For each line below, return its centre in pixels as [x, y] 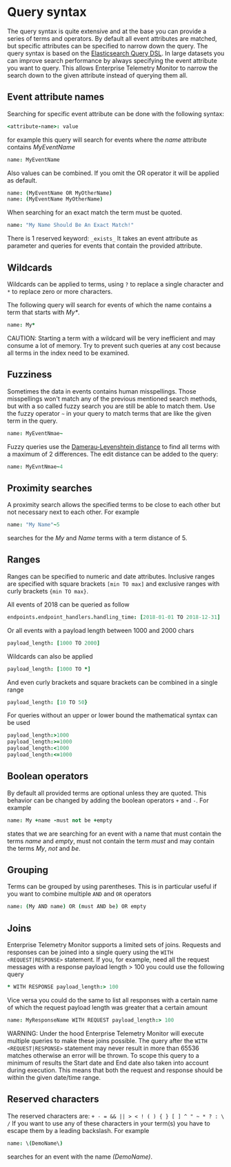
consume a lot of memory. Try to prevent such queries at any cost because [114, 345]
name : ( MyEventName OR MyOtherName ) [60, 193]
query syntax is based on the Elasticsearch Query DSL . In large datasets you [116, 53]
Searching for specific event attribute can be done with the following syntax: [115, 113]
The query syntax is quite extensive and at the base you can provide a [107, 31]
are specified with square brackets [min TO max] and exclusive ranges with [113, 583]
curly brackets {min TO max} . [48, 591]
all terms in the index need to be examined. [68, 353]
